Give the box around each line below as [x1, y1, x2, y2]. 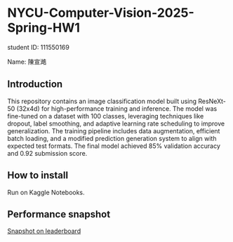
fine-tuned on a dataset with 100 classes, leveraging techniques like [7, 112, 204, 120]
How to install [7, 170, 69, 182]
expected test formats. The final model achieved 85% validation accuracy [7, 142, 221, 150]
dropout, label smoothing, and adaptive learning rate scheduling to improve [7, 119, 225, 128]
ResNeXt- [198, 97, 227, 105]
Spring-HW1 [7, 20, 81, 36]
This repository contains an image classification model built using [7, 97, 197, 105]
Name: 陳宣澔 [7, 58, 47, 66]
